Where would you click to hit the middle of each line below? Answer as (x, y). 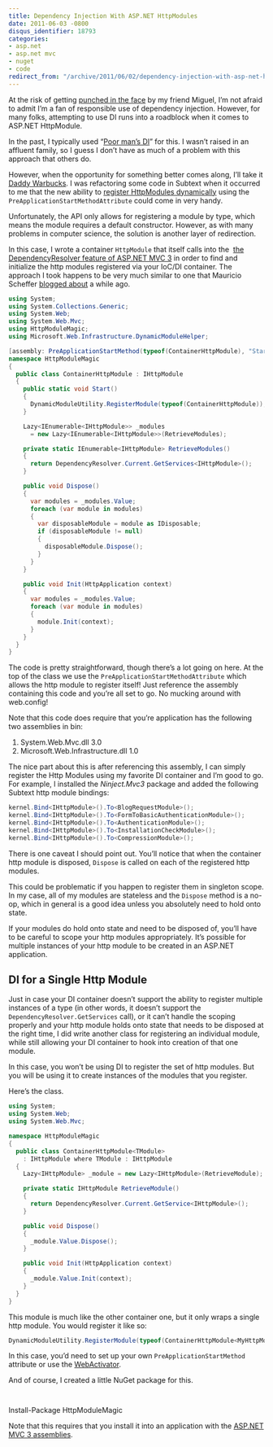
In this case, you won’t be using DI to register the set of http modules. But (131, 1067)
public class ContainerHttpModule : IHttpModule (100, 374)
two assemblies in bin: (46, 727)
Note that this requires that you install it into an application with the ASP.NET (136, 1426)
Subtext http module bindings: (59, 793)
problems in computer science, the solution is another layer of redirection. (132, 234)
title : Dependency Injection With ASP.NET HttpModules (103, 16)
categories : (28, 39)
